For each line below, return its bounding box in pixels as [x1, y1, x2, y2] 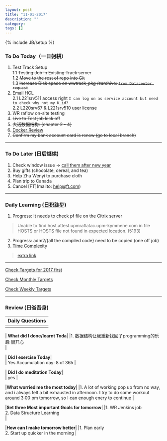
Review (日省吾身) [5, 304, 49, 311]
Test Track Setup [12, 64, 48, 70]
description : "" [5, 16, 39, 21]
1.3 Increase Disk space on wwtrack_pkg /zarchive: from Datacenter [12, 80, 152, 86]
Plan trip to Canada [12, 178, 52, 184]
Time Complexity [12, 243, 48, 249]
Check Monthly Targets [5, 277, 53, 283]
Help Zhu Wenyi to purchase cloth [12, 172, 83, 178]
